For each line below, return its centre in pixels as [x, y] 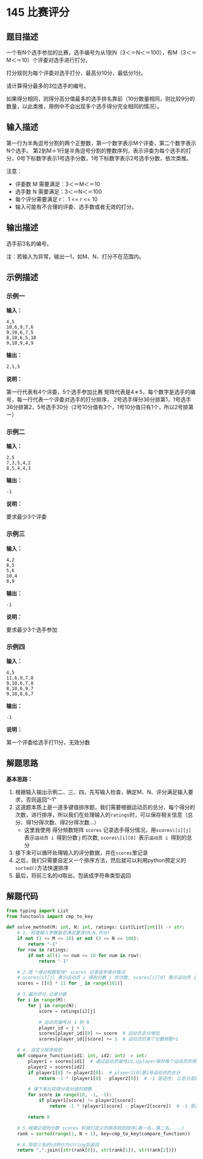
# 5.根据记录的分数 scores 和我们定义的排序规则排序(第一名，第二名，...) [101, 1128]
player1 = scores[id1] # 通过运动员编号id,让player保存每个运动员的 [110, 1061]
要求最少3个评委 [27, 517]
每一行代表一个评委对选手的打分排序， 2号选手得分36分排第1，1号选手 [104, 400]
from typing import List [37, 911]
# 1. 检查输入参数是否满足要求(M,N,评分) [63, 933]
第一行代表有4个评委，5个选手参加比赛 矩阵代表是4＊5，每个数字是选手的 [98, 392]
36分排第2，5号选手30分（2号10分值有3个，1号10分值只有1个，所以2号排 [97, 407]
